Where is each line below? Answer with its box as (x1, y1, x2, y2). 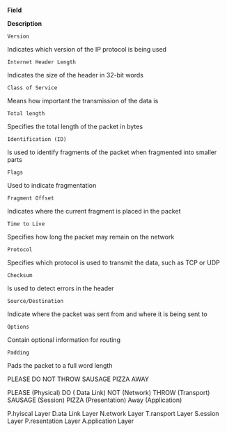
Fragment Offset (7, 195, 54, 202)
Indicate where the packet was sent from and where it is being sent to (7, 310, 208, 318)
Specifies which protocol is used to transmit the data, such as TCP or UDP (7, 258, 221, 267)
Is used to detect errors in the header (7, 284, 114, 292)
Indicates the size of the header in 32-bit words (7, 71, 144, 79)
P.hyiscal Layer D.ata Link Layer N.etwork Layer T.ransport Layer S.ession (7, 410, 219, 417)
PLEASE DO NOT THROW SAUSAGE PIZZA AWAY (7, 375, 150, 383)
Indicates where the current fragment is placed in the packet (7, 207, 181, 215)
